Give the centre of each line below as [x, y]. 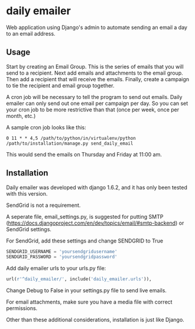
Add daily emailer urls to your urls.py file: [56, 269]
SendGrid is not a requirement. [43, 205]
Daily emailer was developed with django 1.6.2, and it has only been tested [97, 187]
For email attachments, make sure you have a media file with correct [89, 302]
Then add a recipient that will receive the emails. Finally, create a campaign [98, 79]
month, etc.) [21, 116]
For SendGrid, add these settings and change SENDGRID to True [85, 241]
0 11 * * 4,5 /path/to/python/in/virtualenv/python [71, 138]
